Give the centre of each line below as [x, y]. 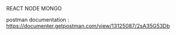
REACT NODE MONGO [34, 8]
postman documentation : [38, 20]
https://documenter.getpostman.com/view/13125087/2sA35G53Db [88, 26]
